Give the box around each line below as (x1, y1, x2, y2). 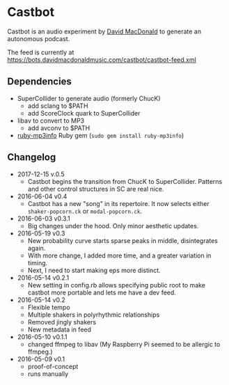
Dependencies (7, 76, 72, 88)
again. (27, 244, 46, 252)
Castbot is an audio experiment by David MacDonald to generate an (7, 27, 202, 36)
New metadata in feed (27, 325, 92, 333)
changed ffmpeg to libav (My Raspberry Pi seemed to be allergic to (27, 340, 221, 348)
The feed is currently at (7, 48, 74, 56)
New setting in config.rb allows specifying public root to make (27, 281, 206, 289)
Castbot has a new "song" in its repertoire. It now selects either (27, 199, 210, 207)
